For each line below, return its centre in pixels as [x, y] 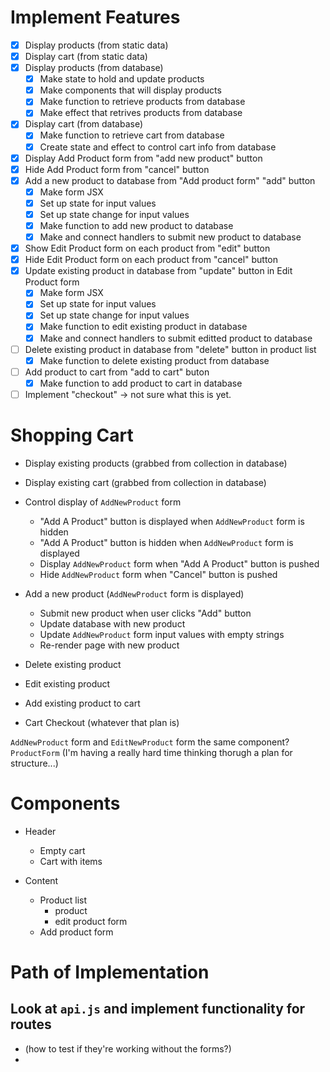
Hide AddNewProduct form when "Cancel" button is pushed [158, 574]
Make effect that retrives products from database [141, 113]
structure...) [34, 763]
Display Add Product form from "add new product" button [143, 158]
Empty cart [62, 850]
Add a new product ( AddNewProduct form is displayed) [134, 593]
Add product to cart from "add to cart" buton [117, 372]
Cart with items [71, 861]
